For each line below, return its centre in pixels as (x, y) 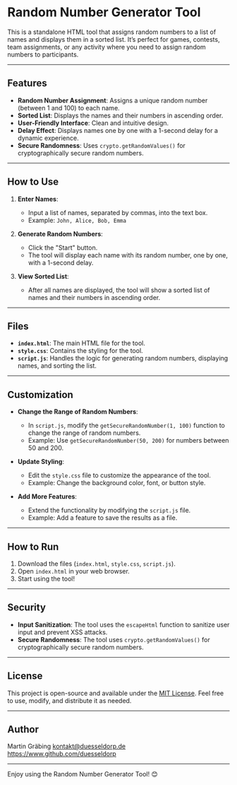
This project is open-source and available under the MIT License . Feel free (116, 693)
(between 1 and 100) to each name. (68, 107)
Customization (41, 394)
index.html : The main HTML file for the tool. (81, 343)
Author (23, 729)
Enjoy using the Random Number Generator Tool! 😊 (83, 774)
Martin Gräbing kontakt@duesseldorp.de (66, 746)
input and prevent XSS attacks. (62, 632)
